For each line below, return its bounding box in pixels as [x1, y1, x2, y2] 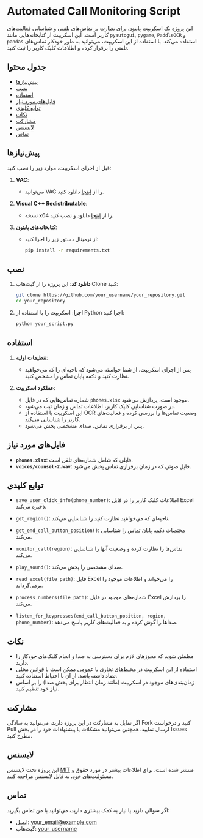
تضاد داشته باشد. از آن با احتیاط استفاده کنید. [15, 672, 118, 679]
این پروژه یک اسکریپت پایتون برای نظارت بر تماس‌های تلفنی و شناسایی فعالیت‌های [7, 24, 193, 32]
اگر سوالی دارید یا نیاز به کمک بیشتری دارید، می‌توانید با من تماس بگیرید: [7, 806, 170, 814]
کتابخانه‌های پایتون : [15, 223, 57, 231]
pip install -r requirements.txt [24, 247, 110, 253]
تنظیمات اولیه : [15, 354, 48, 361]
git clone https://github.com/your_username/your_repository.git [15, 292, 185, 298]
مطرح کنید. [7, 731, 33, 739]
